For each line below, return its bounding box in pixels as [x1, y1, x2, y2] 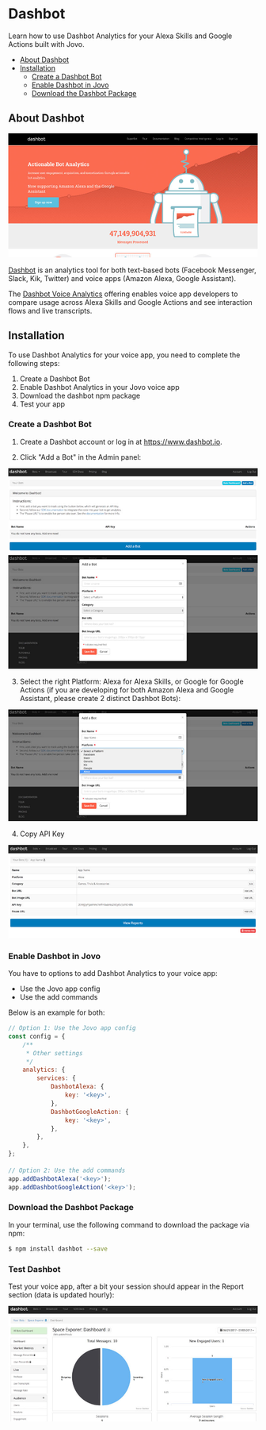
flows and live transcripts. [8, 306, 93, 315]
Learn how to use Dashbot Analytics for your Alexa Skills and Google [8, 31, 233, 40]
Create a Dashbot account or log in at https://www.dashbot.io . [19, 437, 223, 446]
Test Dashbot [8, 1263, 61, 1274]
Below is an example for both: [8, 1008, 105, 1017]
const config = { [8, 1032, 66, 1040]
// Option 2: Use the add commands [8, 1166, 126, 1174]
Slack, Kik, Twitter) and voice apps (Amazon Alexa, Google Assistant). [8, 273, 236, 283]
